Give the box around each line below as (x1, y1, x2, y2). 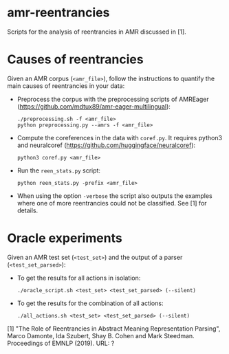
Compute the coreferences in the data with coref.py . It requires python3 (17, 133, 222, 142)
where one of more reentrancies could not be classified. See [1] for (17, 199, 208, 207)
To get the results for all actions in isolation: (17, 274, 141, 282)
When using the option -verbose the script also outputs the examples (17, 191, 212, 200)
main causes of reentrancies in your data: (7, 81, 125, 90)
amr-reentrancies (7, 5, 110, 21)
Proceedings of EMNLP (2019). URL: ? (7, 339, 115, 347)
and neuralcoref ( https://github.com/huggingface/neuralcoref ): (17, 141, 196, 149)
